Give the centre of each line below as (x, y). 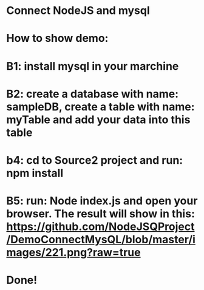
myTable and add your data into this (98, 120)
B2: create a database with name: (93, 94)
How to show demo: (57, 39)
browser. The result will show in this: (101, 214)
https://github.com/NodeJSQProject (100, 227)
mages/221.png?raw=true (73, 253)
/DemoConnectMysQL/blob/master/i (101, 240)
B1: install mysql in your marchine (93, 66)
